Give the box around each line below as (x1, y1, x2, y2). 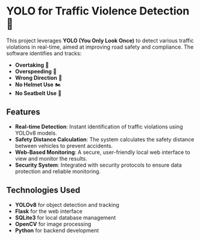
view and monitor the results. (14, 155, 87, 162)
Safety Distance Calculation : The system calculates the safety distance (14, 135, 195, 143)
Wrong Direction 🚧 (14, 74, 62, 81)
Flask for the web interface (14, 208, 83, 215)
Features (6, 107, 40, 117)
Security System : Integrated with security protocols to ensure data (14, 161, 182, 168)
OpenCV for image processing (14, 220, 92, 227)
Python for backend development (14, 227, 99, 234)
